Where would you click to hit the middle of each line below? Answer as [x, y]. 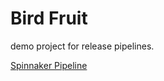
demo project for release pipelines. [82, 46]
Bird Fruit [49, 18]
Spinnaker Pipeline [49, 65]
